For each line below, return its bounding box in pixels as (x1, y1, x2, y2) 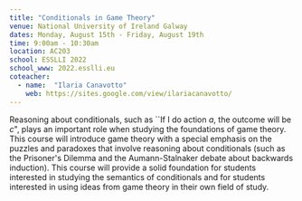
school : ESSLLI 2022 (9, 55, 88, 64)
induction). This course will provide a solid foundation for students (9, 162, 256, 173)
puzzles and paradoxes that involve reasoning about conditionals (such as (9, 142, 286, 154)
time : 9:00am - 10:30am (9, 38, 99, 48)
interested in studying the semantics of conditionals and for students (9, 171, 266, 182)
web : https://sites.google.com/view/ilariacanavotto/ (25, 89, 232, 98)
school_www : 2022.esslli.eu (9, 64, 116, 73)
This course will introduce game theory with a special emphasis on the (9, 133, 273, 144)
